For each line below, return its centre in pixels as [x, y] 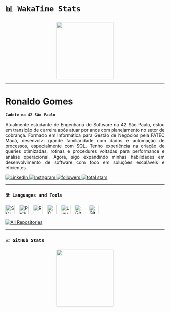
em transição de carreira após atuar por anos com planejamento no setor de [85, 130]
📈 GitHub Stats [25, 240]
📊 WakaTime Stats [43, 9]
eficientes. [16, 167]
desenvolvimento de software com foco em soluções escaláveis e [85, 162]
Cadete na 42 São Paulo [30, 115]
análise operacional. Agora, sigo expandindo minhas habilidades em [85, 157]
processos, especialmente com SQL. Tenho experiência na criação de [85, 146]
